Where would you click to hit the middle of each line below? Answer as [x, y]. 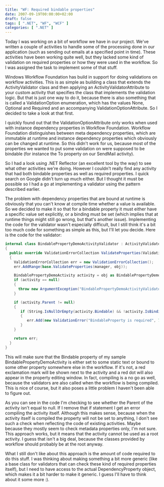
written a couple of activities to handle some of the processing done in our [80, 47]
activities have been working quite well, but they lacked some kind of [74, 57]
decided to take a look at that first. [40, 113]
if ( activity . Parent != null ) [45, 302]
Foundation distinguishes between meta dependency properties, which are [81, 133]
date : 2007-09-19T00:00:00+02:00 [39, 14]
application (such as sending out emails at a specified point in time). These [80, 52]
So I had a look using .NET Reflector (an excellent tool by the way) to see [78, 163]
